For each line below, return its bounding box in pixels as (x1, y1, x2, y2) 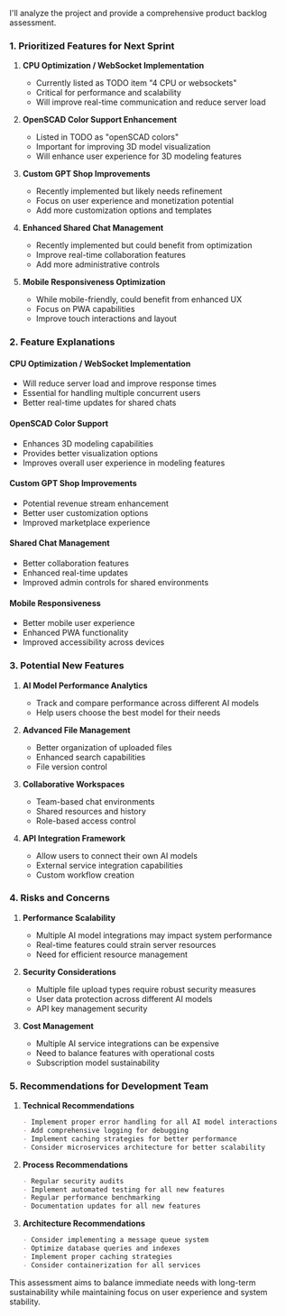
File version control (35, 761, 108, 772)
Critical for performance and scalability (35, 87, 182, 98)
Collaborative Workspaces (22, 778, 125, 789)
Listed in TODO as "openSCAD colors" (35, 132, 179, 143)
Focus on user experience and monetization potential (35, 196, 235, 207)
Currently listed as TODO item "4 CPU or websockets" (35, 78, 237, 88)
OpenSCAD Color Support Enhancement (22, 115, 178, 125)
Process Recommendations (22, 1159, 129, 1170)
